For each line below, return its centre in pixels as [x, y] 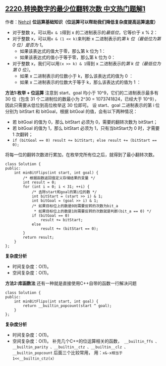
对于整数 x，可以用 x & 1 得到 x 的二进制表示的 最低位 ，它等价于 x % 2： [85, 32]
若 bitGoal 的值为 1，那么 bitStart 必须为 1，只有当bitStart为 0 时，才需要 [86, 128]
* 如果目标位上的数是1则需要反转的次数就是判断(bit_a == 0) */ [93, 211]
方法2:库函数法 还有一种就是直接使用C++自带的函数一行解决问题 [71, 283]
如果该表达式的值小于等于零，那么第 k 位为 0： [67, 57]
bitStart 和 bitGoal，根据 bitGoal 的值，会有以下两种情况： [78, 111]
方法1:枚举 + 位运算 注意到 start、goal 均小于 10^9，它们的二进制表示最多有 [82, 92]
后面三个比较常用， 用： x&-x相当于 [88, 353]
